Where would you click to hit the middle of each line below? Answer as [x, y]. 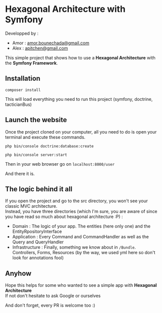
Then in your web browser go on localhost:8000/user [60, 164]
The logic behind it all [39, 189]
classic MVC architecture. [31, 206]
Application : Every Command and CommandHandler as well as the [81, 237]
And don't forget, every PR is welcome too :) [50, 306]
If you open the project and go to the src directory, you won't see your [77, 201]
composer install [23, 90]
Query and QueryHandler [38, 242]
